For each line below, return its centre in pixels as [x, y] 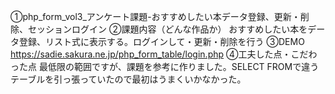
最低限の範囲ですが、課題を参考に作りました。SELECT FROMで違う [179, 66]
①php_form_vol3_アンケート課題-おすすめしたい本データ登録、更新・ [155, 16]
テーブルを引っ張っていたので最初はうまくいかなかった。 [128, 79]
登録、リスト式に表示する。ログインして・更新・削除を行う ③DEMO [161, 41]
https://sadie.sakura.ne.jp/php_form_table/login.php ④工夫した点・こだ [159, 54]
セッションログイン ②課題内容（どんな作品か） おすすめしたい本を [167, 29]
